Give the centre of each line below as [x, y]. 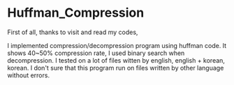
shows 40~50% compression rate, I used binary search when [96, 53]
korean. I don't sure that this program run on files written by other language [116, 68]
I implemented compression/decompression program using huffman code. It [117, 45]
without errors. [29, 75]
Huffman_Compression [76, 13]
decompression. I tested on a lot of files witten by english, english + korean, [116, 60]
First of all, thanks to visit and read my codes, [73, 32]
